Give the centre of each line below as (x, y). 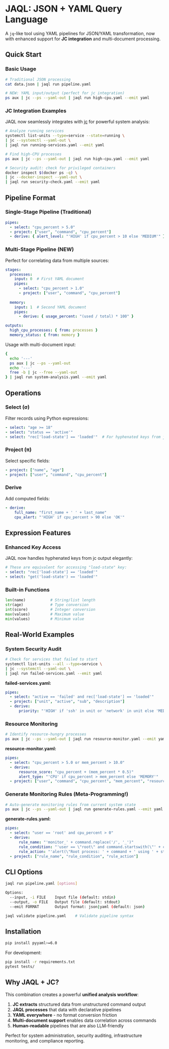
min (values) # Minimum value (45, 619)
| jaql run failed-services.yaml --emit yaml (54, 673)
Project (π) (18, 450)
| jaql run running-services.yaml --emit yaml (55, 145)
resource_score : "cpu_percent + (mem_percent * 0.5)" (76, 772)
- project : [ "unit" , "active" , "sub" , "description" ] (67, 702)
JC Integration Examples (36, 111)
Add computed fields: (28, 498)
